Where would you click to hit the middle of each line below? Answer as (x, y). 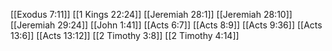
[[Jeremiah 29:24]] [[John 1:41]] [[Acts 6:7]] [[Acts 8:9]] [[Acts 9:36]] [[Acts (166, 25)
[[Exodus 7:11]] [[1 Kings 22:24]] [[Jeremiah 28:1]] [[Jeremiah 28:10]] (151, 14)
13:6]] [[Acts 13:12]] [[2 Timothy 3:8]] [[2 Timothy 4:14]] (125, 35)
